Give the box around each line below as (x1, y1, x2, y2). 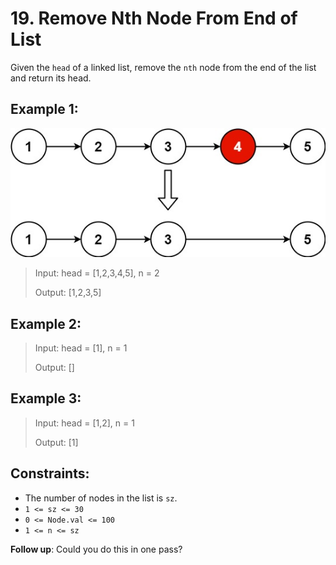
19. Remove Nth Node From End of (10, 7, 298, 30)
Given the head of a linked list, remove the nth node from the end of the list (10, 61, 317, 73)
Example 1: (10, 101, 79, 118)
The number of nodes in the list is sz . (24, 492, 178, 504)
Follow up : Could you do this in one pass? (10, 543, 183, 555)
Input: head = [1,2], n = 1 (34, 417, 135, 429)
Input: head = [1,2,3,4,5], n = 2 (34, 267, 160, 279)
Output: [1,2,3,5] (34, 287, 102, 299)
